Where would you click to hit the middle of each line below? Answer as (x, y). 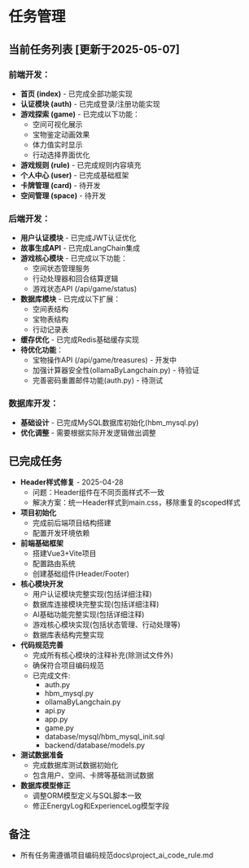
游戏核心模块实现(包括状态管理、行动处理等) (106, 625)
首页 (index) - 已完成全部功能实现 (76, 94)
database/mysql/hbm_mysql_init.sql (105, 737)
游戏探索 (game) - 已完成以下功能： (80, 114)
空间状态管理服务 (61, 269)
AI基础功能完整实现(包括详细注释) (88, 615)
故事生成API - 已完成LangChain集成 (80, 248)
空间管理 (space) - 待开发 (63, 195)
